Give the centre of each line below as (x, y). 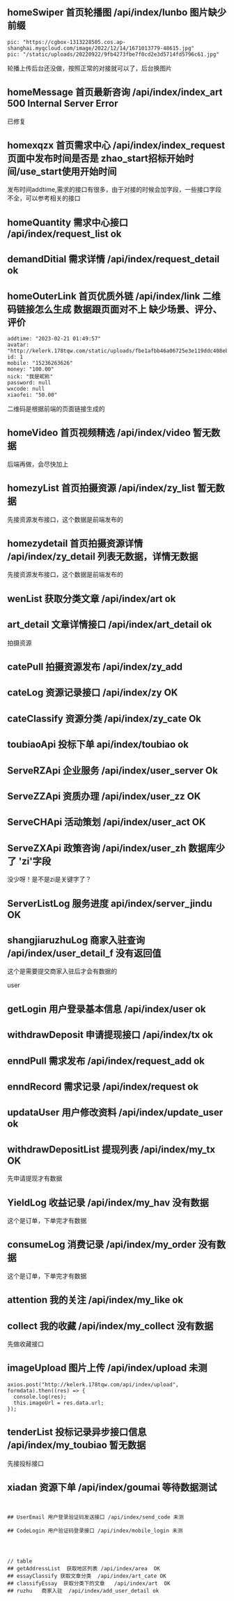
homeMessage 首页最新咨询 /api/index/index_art (115, 92)
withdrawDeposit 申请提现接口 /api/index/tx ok (110, 1035)
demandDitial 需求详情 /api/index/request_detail (114, 259)
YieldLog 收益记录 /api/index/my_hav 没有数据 (108, 1202)
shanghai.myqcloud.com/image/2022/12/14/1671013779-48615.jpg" (101, 48)
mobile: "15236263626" (40, 363)
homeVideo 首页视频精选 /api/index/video (99, 433)
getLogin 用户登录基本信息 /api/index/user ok (107, 1009)
